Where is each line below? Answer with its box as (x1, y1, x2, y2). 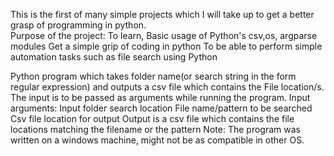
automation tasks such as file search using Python (10, 51, 218, 63)
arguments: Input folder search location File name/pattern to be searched (10, 102, 313, 114)
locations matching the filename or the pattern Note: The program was (10, 124, 301, 135)
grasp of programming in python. (10, 19, 147, 31)
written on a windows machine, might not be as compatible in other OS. (10, 134, 305, 146)
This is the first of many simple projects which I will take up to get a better (10, 9, 315, 20)
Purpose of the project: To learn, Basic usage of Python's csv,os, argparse (10, 30, 318, 41)
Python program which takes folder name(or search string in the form (10, 70, 297, 82)
